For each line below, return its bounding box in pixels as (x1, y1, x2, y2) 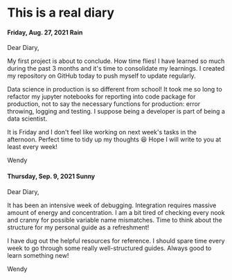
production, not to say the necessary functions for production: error (7, 100, 201, 108)
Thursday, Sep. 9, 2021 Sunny (7, 172, 96, 180)
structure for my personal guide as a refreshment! (7, 223, 150, 231)
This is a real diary (7, 5, 115, 21)
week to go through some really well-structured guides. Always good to (7, 244, 212, 252)
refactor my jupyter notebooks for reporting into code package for (7, 92, 196, 101)
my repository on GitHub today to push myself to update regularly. (7, 71, 196, 80)
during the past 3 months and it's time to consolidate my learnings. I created (7, 64, 225, 73)
